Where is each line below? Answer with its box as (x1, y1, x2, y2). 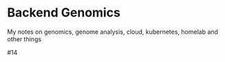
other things (7, 34, 42, 43)
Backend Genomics (7, 5, 120, 21)
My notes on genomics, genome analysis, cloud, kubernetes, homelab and (7, 28, 219, 36)
